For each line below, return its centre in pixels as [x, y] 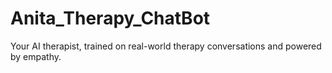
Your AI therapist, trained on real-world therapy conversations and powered [166, 46]
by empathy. [36, 56]
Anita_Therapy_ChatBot [110, 18]
